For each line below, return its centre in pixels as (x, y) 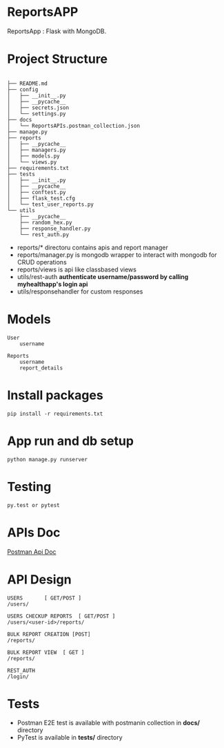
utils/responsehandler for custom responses (80, 291)
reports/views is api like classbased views (77, 269)
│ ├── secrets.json (38, 108)
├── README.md (28, 84)
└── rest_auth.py (44, 234)
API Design (39, 579)
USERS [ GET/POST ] (44, 598)
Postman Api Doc (32, 552)
